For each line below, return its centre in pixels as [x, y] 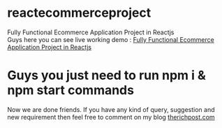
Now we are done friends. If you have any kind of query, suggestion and [111, 109]
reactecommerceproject [79, 13]
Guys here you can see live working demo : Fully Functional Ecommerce [111, 39]
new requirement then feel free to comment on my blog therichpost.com [111, 117]
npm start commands [71, 91]
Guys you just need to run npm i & [106, 76]
